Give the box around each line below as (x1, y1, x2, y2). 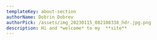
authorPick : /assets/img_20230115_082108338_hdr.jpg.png (6, 19, 152, 25)
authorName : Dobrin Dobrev (6, 14, 74, 20)
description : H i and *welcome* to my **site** (6, 25, 128, 31)
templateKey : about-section (6, 8, 77, 15)
